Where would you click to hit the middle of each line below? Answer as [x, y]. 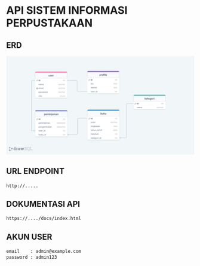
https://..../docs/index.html [44, 219]
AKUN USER [29, 237]
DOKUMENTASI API [43, 204]
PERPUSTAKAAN [50, 23]
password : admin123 [32, 258]
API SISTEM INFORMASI [67, 10]
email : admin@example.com [44, 252]
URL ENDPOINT [35, 171]
